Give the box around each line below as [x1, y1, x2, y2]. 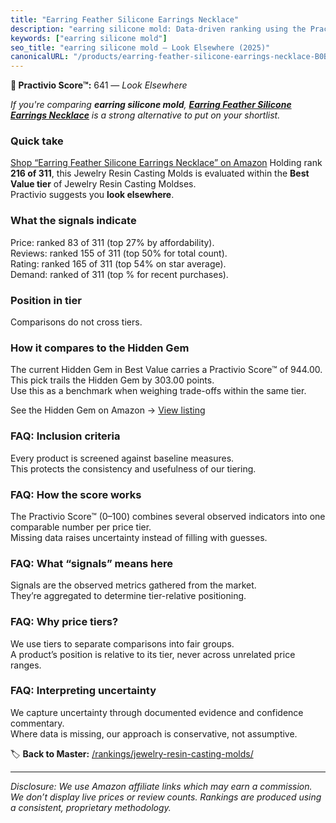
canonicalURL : [10, 52, 70, 62]
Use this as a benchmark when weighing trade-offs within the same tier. [10, 385, 307, 397]
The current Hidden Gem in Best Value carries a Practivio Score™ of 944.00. [10, 364, 323, 376]
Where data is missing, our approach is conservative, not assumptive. [10, 727, 298, 740]
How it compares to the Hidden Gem [10, 341, 190, 355]
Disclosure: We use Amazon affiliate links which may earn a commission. [10, 780, 313, 792]
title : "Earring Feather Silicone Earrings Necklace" [10, 14, 240, 25]
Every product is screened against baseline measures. [10, 452, 235, 464]
